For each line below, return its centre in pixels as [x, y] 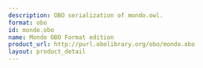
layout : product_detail [47, 52]
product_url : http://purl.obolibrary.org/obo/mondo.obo [101, 45]
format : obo [28, 23]
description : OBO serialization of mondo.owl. [86, 15]
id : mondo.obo [31, 30]
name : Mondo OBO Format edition [61, 37]
